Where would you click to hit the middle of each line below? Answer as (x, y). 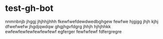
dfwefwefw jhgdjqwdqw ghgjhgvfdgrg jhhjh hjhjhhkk (58, 26)
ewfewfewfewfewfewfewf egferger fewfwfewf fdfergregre (63, 31)
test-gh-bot (29, 8)
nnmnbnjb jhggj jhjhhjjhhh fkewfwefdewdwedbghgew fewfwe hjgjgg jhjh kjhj (82, 21)
